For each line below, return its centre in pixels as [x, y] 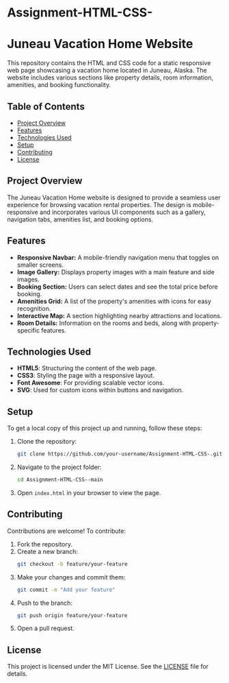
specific [28, 330]
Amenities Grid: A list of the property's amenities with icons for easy [114, 301]
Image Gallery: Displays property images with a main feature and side [116, 272]
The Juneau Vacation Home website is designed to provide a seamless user [114, 197]
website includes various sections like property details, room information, [110, 77]
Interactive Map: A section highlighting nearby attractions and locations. [119, 315]
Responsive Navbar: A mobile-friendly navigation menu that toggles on [118, 257]
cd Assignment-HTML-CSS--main [60, 480]
